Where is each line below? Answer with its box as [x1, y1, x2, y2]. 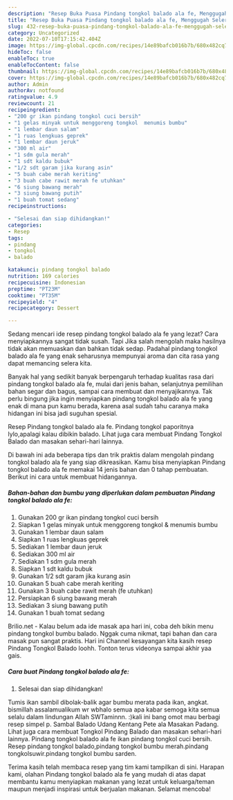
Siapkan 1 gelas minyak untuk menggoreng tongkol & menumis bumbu [17, 521, 218, 529]
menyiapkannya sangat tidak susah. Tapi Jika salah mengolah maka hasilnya [8, 337, 226, 345]
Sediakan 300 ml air [17, 550, 75, 558]
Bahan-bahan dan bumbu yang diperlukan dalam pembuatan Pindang [8, 488, 216, 497]
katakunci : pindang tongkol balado [8, 267, 111, 274]
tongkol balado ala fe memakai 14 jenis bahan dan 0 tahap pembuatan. [8, 466, 209, 474]
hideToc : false [8, 49, 52, 56]
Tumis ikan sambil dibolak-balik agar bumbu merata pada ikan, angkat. [8, 698, 209, 707]
